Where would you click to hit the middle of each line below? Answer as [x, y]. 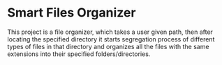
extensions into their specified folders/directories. [79, 54]
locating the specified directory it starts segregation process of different [111, 39]
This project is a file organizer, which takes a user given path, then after [110, 32]
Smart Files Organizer [72, 13]
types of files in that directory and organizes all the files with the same [108, 46]
